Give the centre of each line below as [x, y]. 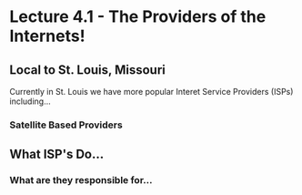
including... [30, 101]
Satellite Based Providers [66, 125]
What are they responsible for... [81, 180]
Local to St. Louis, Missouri [87, 70]
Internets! [47, 36]
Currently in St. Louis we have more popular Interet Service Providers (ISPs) [151, 92]
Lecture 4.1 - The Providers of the [138, 17]
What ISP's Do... [57, 154]
